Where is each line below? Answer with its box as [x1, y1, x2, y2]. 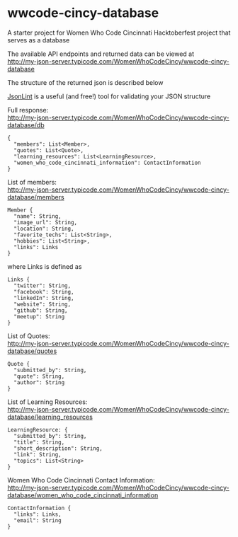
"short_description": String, [13, 444, 103, 452]
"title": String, [13, 439, 65, 446]
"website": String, [13, 301, 72, 308]
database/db [7, 120, 45, 129]
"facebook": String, [13, 288, 74, 295]
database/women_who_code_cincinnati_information [7, 490, 159, 500]
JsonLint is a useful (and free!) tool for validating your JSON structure [7, 92, 211, 100]
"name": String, [13, 212, 62, 220]
